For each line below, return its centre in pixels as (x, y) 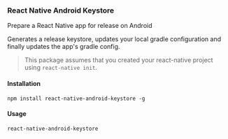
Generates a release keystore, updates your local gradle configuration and (114, 39)
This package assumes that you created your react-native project (119, 60)
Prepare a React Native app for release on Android (80, 26)
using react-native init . (61, 68)
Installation (24, 83)
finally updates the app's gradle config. (64, 47)
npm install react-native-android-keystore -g (76, 98)
